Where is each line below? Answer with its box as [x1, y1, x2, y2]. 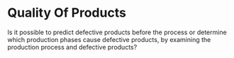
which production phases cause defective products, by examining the [7, 35, 211, 43]
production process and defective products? [7, 43, 138, 51]
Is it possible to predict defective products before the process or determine [7, 28, 227, 36]
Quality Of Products [7, 5, 126, 21]
